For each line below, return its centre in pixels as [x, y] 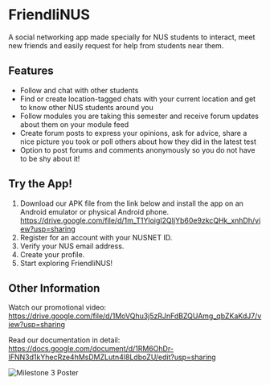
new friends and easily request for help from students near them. [116, 45]
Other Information [54, 288]
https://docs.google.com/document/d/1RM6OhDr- [91, 349]
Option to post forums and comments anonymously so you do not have [137, 149]
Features [31, 71]
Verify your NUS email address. [72, 246]
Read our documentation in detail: [64, 340]
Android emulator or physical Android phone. [94, 211]
